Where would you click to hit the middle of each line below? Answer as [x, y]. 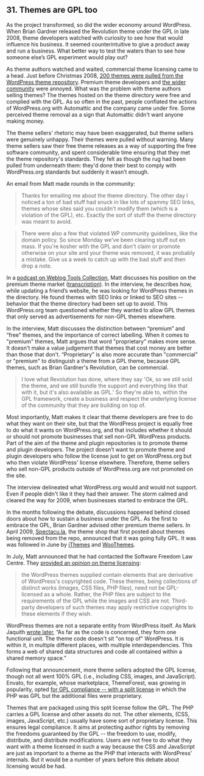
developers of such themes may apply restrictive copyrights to [115, 607]
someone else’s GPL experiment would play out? [67, 57]
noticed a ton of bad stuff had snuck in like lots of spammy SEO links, [108, 202]
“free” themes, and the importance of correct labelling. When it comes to [98, 335]
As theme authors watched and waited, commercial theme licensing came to [102, 69]
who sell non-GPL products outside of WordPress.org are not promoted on [100, 469]
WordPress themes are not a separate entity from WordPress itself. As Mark [101, 625]
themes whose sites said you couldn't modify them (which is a [99, 208]
